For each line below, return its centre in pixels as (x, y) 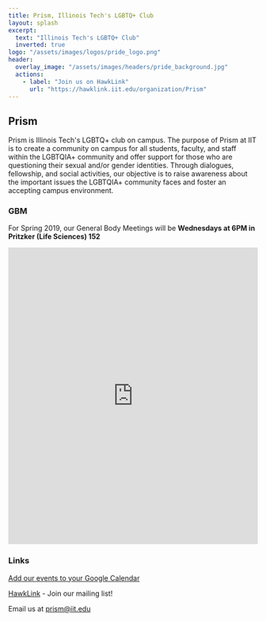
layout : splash (33, 23)
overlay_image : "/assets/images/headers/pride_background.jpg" (122, 67)
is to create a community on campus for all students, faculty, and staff (122, 149)
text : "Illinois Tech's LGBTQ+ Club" (78, 38)
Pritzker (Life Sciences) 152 (54, 237)
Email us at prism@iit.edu (49, 608)
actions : (30, 74)
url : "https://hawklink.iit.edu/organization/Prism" (118, 89)
